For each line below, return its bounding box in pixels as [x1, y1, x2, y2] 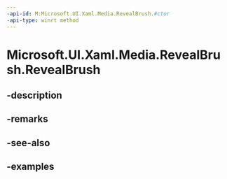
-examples [6, 161, 55, 173]
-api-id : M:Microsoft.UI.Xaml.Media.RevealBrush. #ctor [6, 10, 170, 17]
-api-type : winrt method [6, 17, 79, 24]
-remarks [6, 113, 48, 125]
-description [6, 89, 62, 101]
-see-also [6, 137, 50, 149]
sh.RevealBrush [6, 62, 101, 78]
